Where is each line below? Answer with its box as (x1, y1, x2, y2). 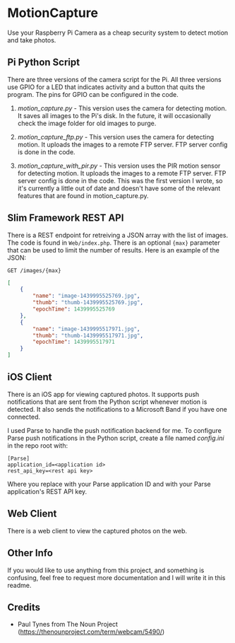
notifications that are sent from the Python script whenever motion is (7, 398, 207, 406)
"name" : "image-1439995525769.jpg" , (32, 292, 140, 300)
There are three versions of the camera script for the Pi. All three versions (7, 75, 222, 83)
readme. (7, 581, 32, 589)
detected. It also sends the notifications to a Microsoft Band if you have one (7, 405, 227, 413)
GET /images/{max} (7, 267, 61, 274)
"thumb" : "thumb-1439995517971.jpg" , (32, 332, 143, 339)
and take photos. (7, 35, 56, 44)
